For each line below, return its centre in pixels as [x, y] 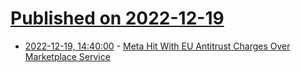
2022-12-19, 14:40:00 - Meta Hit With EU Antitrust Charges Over [157, 46]
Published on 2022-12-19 [117, 18]
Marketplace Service [67, 56]
